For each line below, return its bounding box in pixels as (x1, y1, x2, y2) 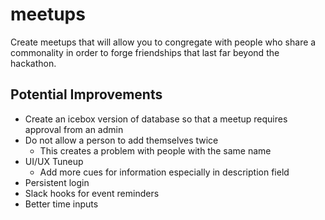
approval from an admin (24, 123, 124, 135)
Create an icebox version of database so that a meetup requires (24, 113, 288, 125)
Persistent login (24, 176, 90, 188)
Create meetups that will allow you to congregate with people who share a (10, 36, 317, 48)
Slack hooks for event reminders (24, 187, 160, 199)
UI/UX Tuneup (24, 155, 84, 167)
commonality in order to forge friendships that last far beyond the (10, 46, 280, 58)
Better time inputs (24, 198, 99, 210)
